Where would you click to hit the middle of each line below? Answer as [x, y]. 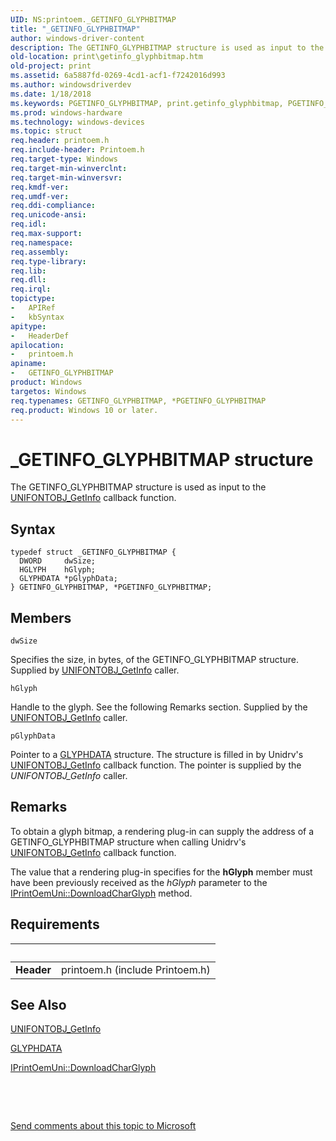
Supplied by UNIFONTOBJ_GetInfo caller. [95, 670]
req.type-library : [48, 261]
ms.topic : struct [46, 131]
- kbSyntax [37, 317]
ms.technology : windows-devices [77, 122]
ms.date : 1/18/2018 [51, 94]
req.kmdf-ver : [40, 187]
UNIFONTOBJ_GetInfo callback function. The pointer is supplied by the [156, 765]
